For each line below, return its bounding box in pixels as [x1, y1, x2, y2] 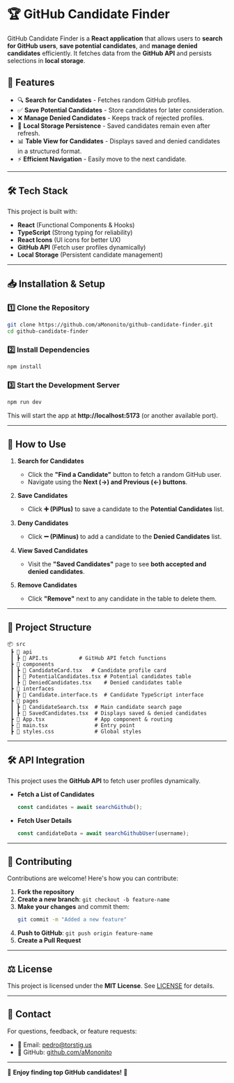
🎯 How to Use [7, 438, 66, 450]
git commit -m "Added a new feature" [17, 916, 127, 924]
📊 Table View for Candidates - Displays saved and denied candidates [17, 136, 221, 145]
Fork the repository [17, 888, 75, 896]
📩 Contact [7, 1008, 52, 1020]
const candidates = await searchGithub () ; [17, 803, 143, 810]
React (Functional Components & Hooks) [17, 220, 135, 229]
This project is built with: [7, 207, 78, 215]
